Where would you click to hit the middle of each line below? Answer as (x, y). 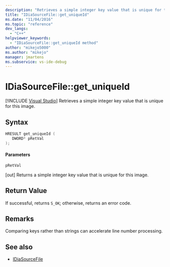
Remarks (20, 219)
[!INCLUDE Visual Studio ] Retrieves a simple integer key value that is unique (84, 101)
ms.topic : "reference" (29, 24)
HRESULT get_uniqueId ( (30, 134)
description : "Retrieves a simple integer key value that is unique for (83, 10)
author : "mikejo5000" (28, 48)
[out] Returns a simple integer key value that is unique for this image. (77, 175)
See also (19, 247)
